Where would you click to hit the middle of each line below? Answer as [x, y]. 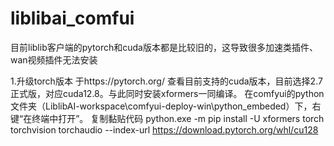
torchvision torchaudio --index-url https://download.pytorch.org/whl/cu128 [164, 129]
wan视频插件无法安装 [54, 59]
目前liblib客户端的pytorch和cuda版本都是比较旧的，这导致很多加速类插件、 [164, 47]
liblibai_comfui [72, 18]
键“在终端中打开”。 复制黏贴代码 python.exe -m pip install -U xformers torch [167, 118]
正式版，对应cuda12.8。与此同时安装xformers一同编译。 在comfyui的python [167, 93]
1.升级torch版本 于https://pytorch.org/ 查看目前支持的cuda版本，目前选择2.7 [166, 81]
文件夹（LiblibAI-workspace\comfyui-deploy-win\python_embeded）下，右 [166, 106]
